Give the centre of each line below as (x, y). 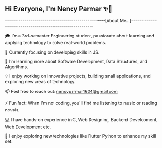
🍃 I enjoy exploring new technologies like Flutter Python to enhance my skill (81, 136)
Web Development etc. (28, 127)
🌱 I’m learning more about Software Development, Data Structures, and (76, 61)
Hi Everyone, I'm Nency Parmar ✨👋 (59, 9)
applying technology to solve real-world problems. (55, 42)
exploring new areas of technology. (41, 81)
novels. (12, 110)
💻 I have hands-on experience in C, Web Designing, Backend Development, (81, 119)
